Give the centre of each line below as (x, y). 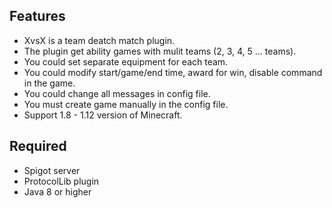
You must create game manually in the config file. (126, 104)
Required (38, 146)
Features (37, 16)
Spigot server (52, 170)
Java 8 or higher (57, 191)
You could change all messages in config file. (117, 93)
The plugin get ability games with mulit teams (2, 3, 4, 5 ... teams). (160, 51)
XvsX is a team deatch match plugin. (99, 40)
